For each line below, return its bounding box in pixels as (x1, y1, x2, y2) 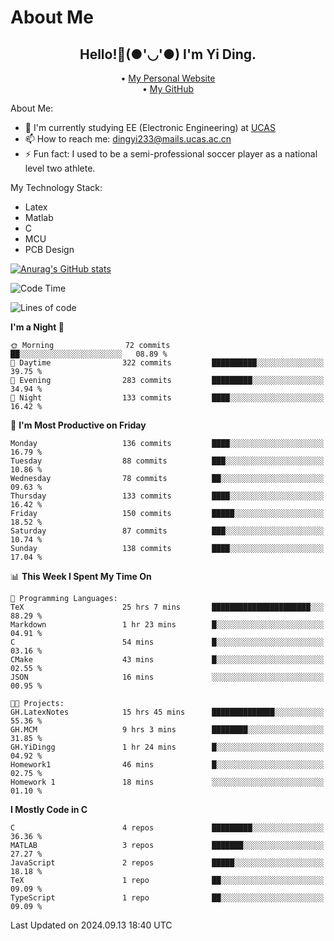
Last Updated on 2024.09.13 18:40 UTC (10, 919, 173, 931)
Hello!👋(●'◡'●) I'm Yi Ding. (79, 46, 257, 63)
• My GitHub (141, 83, 194, 95)
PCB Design (24, 244, 75, 255)
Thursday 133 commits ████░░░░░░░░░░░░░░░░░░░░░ (10, 491, 325, 501)
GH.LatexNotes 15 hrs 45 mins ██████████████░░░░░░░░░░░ (10, 707, 325, 717)
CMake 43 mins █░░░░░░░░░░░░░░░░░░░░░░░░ (10, 655, 325, 665)
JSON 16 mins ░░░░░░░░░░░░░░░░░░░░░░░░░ (10, 672, 325, 682)
